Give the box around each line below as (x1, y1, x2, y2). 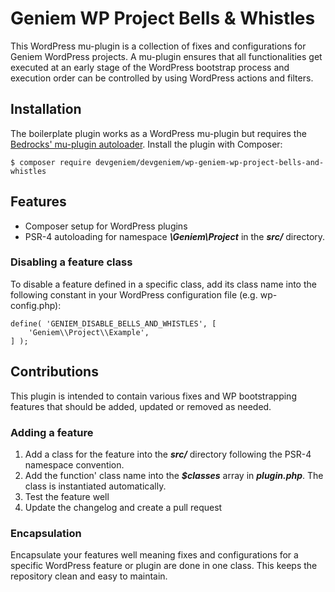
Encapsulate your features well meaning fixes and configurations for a (10, 549, 299, 561)
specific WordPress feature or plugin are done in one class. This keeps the (10, 560, 318, 572)
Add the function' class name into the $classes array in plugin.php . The (24, 469, 324, 481)
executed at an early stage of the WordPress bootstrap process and (10, 61, 290, 73)
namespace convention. (24, 458, 125, 471)
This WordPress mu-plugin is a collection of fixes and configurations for (10, 40, 307, 52)
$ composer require (10, 157, 92, 167)
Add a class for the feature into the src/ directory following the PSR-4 (24, 448, 312, 460)
